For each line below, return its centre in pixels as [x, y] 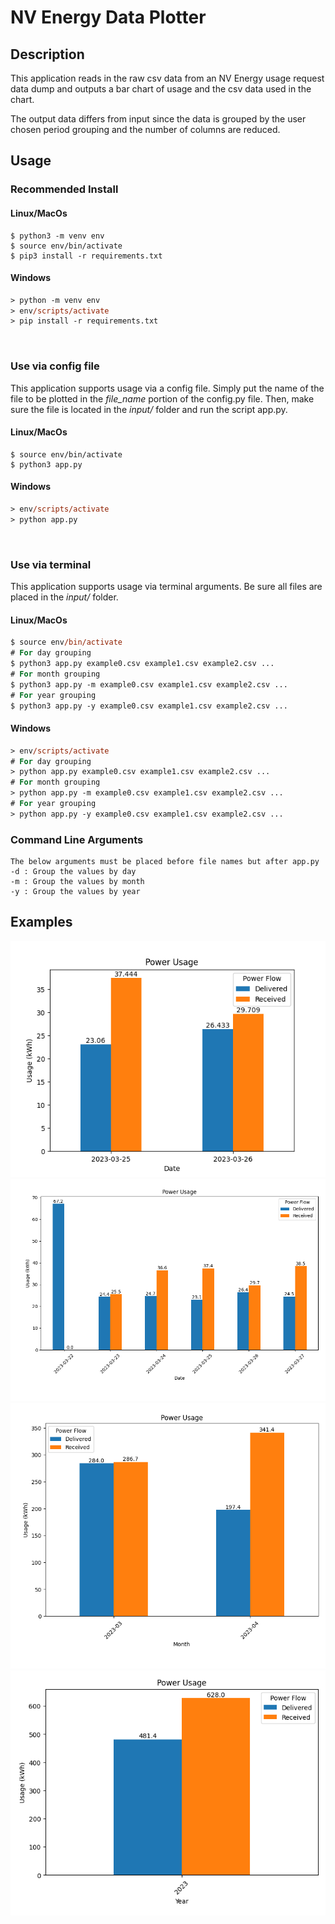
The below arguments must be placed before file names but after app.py [165, 862]
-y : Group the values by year [75, 892]
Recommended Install [64, 189]
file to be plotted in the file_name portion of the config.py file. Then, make [162, 398]
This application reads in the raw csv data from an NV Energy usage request [167, 78]
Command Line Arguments [77, 839]
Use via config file [55, 366]
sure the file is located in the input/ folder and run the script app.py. [149, 409]
